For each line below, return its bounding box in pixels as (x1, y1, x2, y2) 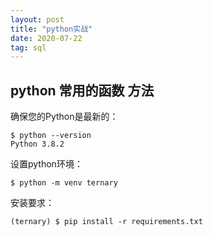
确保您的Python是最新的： (10, 111, 119, 123)
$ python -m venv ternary (10, 178, 118, 188)
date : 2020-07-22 (10, 33, 83, 43)
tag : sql (10, 42, 47, 53)
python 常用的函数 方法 (10, 82, 155, 99)
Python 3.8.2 (10, 139, 65, 150)
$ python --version (10, 131, 92, 141)
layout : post (10, 14, 65, 25)
